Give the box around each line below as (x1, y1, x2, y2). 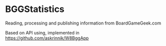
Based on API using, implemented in (5, 29, 80, 35)
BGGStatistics (5, 3, 65, 15)
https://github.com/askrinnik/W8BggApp (5, 35, 89, 41)
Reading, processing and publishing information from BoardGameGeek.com (5, 20, 161, 26)
